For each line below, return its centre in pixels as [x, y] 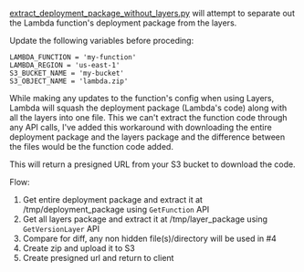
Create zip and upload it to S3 [79, 248]
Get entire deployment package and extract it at [113, 199]
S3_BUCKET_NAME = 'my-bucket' [67, 73]
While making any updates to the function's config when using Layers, [142, 98]
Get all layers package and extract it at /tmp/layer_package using [145, 219]
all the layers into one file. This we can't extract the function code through [148, 117]
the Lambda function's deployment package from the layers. [123, 23]
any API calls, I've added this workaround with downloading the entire [141, 127]
